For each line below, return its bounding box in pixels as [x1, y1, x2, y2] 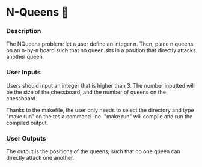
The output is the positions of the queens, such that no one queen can [6, 148, 180, 155]
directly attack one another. [6, 154, 75, 162]
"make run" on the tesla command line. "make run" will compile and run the [6, 112, 193, 120]
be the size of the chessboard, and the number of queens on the [6, 88, 167, 96]
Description [6, 27, 41, 35]
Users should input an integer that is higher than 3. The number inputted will [6, 82, 195, 89]
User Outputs [6, 134, 46, 142]
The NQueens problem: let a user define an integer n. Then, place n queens [6, 40, 194, 47]
